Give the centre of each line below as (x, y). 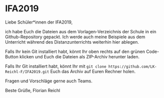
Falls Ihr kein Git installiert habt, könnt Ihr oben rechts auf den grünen (75, 51)
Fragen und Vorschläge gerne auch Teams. (49, 81)
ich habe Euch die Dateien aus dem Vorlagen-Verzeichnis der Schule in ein (81, 31)
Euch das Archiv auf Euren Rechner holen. (93, 71)
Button (12, 56)
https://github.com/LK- (133, 67)
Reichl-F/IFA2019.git (27, 72)
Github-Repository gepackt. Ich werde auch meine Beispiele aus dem (75, 37)
